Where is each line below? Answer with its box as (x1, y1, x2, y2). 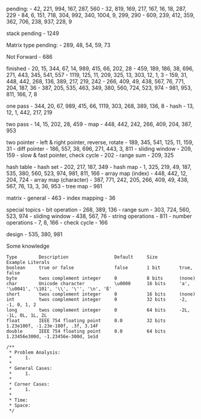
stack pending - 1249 (6, 30, 59, 37)
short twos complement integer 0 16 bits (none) (6, 291, 196, 297)
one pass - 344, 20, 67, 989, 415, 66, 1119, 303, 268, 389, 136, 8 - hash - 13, (6, 102, 194, 110)
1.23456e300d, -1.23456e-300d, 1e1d (6, 334, 98, 340)
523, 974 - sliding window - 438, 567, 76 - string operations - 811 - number (6, 213, 192, 220)
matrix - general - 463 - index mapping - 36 (6, 194, 116, 202)
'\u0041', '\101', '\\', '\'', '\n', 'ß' (6, 286, 112, 292)
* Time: (8, 397, 28, 403)
